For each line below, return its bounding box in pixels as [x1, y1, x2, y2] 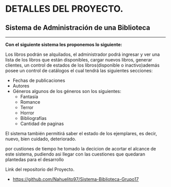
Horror [20, 110, 35, 116]
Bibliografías [20, 115, 47, 121]
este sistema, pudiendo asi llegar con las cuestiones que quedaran [5, 151, 146, 157]
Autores [12, 83, 30, 89]
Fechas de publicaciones [12, 77, 65, 83]
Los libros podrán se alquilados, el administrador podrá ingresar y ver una [5, 51, 160, 57]
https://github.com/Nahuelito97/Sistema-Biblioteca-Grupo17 [12, 176, 139, 182]
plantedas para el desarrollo [5, 157, 64, 163]
